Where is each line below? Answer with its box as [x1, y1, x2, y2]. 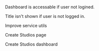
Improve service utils [5, 23, 47, 28]
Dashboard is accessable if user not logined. [5, 4, 95, 10]
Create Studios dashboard [5, 41, 58, 47]
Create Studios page [5, 32, 46, 38]
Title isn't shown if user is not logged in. [5, 13, 85, 19]
